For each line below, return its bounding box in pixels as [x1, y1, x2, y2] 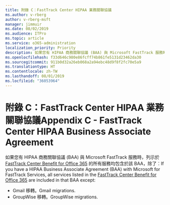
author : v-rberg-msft [5, 17, 51, 22]
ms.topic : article [5, 36, 44, 41]
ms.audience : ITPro [5, 31, 47, 36]
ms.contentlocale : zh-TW [5, 69, 58, 74]
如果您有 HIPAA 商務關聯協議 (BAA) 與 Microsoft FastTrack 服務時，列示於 [5, 154, 159, 160]
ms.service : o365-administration [5, 41, 76, 46]
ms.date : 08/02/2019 [5, 26, 49, 32]
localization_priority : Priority [5, 45, 76, 50]
